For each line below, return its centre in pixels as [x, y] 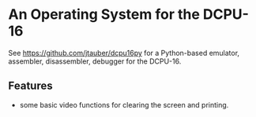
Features [30, 86]
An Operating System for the [104, 15]
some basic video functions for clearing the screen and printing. [124, 104]
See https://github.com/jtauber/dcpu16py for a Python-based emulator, [124, 53]
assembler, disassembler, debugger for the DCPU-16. [95, 61]
